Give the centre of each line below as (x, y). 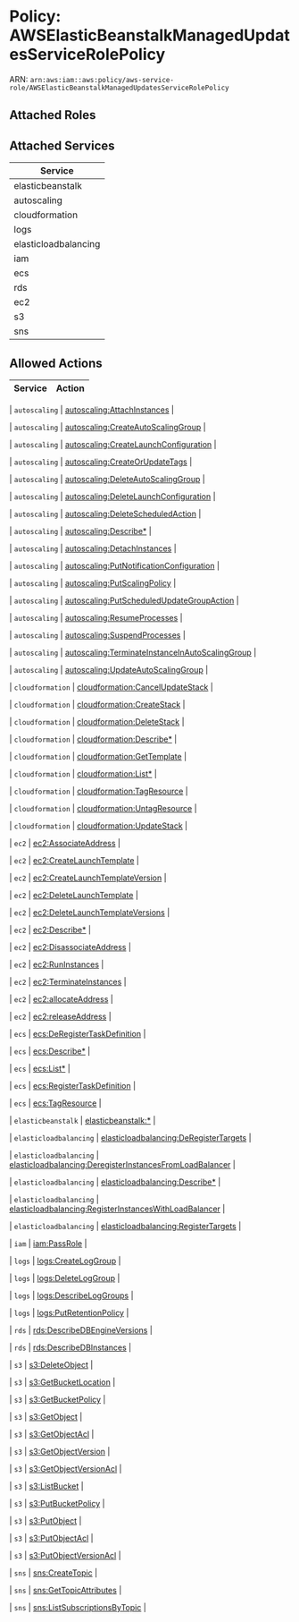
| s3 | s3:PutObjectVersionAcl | (66, 1555)
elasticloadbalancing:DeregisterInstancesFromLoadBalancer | (123, 1164)
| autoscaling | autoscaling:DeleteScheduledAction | (105, 514)
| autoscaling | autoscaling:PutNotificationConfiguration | (115, 565)
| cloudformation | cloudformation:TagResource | (99, 791)
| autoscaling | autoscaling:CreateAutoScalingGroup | (108, 427)
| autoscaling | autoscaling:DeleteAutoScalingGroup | (107, 479)
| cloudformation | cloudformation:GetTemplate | (98, 756)
